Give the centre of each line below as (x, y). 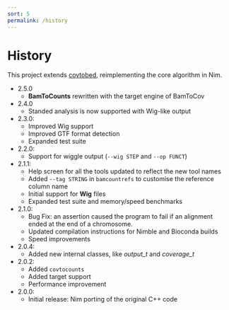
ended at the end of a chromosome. (80, 224)
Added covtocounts (56, 269)
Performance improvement (67, 285)
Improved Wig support (61, 126)
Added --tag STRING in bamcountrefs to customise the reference (121, 179)
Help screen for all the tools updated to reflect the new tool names (124, 171)
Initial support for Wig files (67, 194)
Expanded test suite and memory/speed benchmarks (105, 202)
